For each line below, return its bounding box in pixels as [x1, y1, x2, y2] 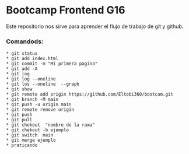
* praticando [6, 142, 38, 149]
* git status [6, 51, 38, 57]
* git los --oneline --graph [6, 81, 80, 87]
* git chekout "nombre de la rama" [6, 122, 95, 128]
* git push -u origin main [6, 101, 72, 108]
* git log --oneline [6, 76, 57, 82]
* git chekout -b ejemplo [6, 127, 69, 133]
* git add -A [6, 66, 38, 72]
